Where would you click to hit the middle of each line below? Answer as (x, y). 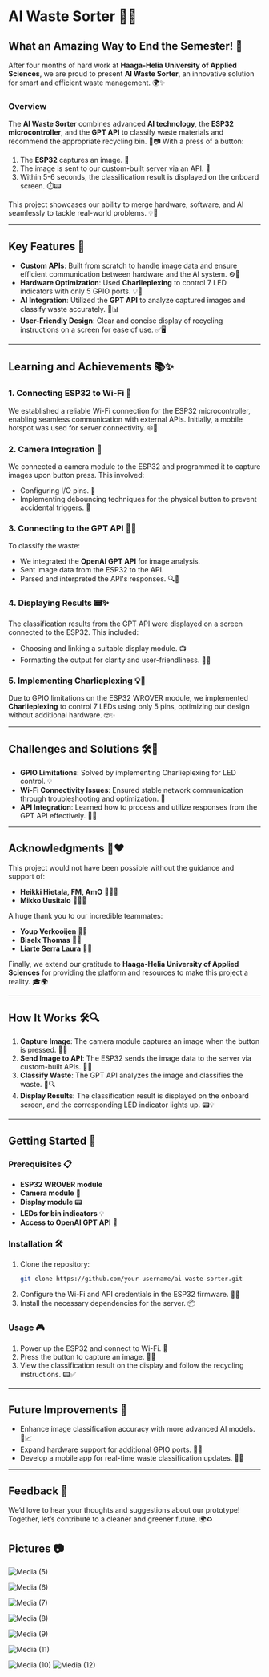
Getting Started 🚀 (52, 1140)
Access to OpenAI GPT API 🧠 (68, 1222)
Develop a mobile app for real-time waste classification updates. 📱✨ (132, 1458)
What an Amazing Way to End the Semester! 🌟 (125, 46)
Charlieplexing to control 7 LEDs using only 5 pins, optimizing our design (129, 706)
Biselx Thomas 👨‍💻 (50, 940)
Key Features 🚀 (47, 246)
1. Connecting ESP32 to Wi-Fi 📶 (70, 394)
